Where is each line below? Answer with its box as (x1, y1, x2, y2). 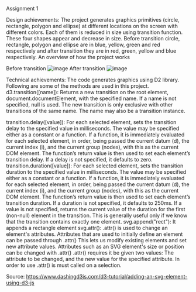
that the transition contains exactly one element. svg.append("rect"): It (6, 218, 176, 225)
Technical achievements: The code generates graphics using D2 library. (6, 76, 180, 83)
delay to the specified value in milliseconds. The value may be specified (6, 125, 180, 132)
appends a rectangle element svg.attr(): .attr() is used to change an (6, 225, 168, 231)
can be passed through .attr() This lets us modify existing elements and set (6, 237, 187, 243)
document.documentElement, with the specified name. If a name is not (6, 95, 177, 102)
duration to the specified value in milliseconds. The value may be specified (6, 169, 187, 175)
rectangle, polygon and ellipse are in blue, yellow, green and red (6, 41, 160, 48)
